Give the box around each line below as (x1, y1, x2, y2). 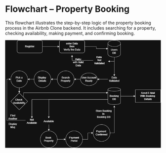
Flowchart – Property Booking (5, 3, 130, 15)
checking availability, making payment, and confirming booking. (5, 30, 135, 36)
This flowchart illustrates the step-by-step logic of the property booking (5, 20, 152, 26)
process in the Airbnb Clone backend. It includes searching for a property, (5, 25, 157, 31)
